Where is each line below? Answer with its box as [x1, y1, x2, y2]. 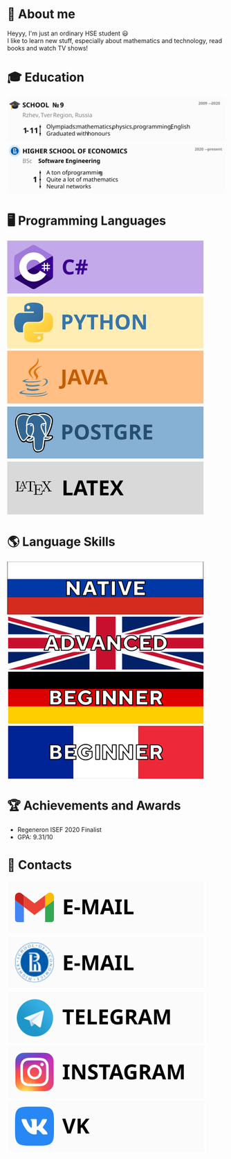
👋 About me [7, 6, 76, 22]
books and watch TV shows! [7, 44, 89, 52]
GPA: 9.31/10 [17, 833, 53, 842]
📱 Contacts [7, 857, 73, 873]
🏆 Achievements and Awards [7, 798, 181, 814]
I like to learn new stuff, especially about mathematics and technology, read [7, 36, 223, 44]
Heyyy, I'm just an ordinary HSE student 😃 [7, 29, 129, 37]
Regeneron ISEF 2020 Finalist [17, 826, 102, 834]
